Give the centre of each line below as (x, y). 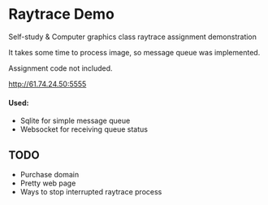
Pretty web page (48, 183)
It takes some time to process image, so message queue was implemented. (134, 52)
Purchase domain (50, 174)
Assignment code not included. (61, 68)
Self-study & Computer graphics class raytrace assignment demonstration (133, 37)
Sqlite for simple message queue (75, 121)
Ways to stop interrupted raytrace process (91, 191)
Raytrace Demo (62, 14)
